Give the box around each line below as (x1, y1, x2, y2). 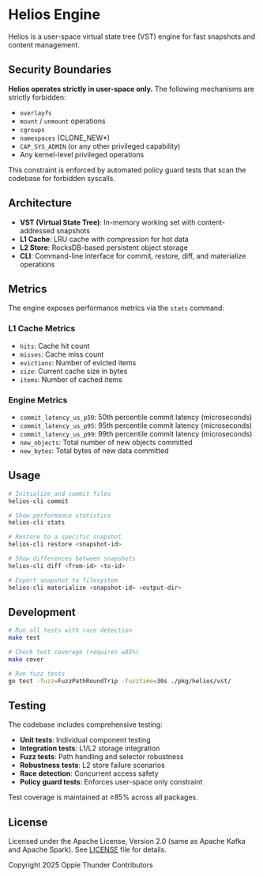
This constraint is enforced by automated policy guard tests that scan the (8, 164, 246, 175)
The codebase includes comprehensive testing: (8, 720, 163, 729)
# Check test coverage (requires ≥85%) (8, 648, 140, 656)
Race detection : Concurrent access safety (19, 769, 160, 778)
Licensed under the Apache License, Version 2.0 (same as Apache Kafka (8, 837, 246, 846)
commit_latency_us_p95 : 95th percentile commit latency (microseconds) (19, 421, 253, 430)
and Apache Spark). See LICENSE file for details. (8, 845, 167, 855)
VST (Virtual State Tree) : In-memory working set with (19, 217, 196, 227)
